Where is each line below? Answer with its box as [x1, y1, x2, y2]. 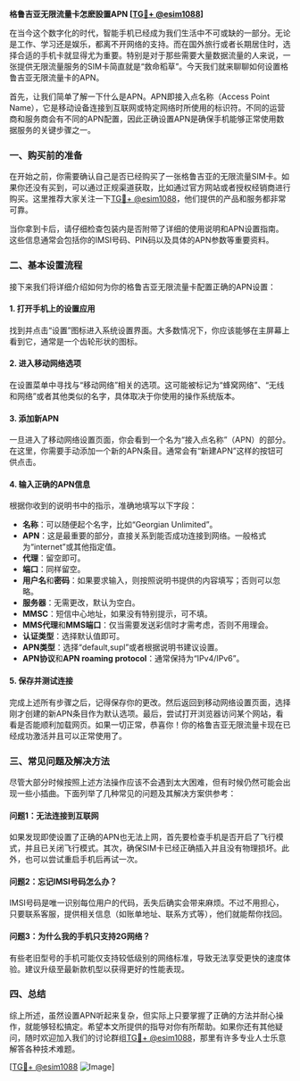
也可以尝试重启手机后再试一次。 [24, 854, 143, 865]
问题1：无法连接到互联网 [9, 810, 100, 820]
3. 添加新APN [9, 412, 60, 423]
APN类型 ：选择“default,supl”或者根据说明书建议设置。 [21, 642, 223, 653]
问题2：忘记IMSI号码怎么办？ [9, 876, 118, 886]
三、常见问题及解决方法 [9, 754, 110, 767]
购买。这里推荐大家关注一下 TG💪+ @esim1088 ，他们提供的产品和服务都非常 [9, 194, 287, 204]
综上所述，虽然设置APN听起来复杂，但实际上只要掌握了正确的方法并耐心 [9, 1010, 277, 1020]
